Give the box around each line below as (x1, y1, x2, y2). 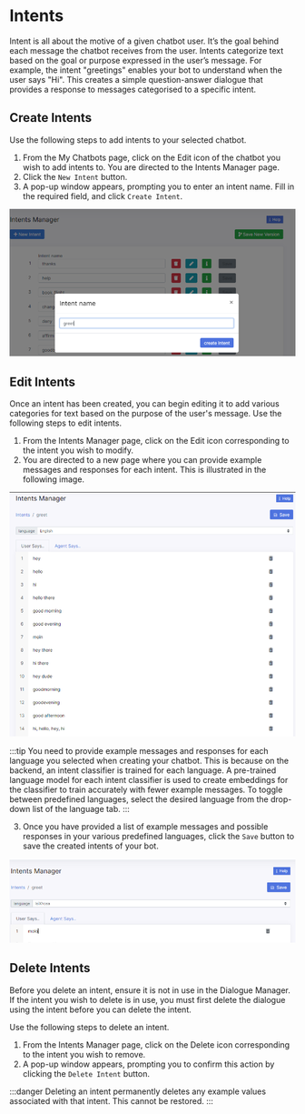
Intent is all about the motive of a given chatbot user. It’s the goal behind (9, 35, 280, 46)
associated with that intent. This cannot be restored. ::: (9, 1095, 213, 1106)
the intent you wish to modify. (22, 445, 134, 456)
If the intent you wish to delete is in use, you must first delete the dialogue (9, 994, 286, 1005)
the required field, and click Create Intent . (22, 190, 183, 201)
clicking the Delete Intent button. (22, 1068, 150, 1079)
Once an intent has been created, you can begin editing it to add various (9, 398, 280, 409)
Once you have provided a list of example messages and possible (22, 820, 269, 832)
